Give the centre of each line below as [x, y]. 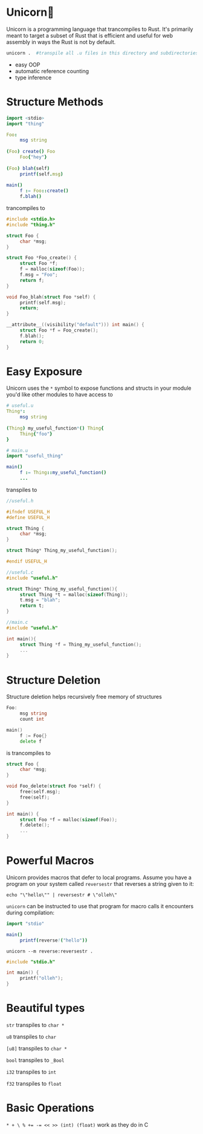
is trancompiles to [29, 753]
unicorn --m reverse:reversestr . [50, 951]
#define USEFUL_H [28, 517]
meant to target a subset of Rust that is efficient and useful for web [90, 35]
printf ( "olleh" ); [41, 978]
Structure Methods [55, 102]
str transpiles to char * [35, 1025]
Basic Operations [50, 1108]
